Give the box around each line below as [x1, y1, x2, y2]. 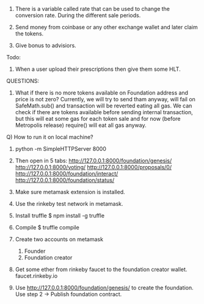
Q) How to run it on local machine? [6, 134, 93, 140]
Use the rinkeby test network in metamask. [15, 200, 123, 207]
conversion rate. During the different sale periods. [15, 12, 141, 19]
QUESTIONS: [6, 78, 40, 84]
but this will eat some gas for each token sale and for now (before [15, 115, 181, 122]
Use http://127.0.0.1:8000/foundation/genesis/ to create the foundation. [15, 284, 194, 291]
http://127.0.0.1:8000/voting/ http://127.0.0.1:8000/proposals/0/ [15, 164, 172, 170]
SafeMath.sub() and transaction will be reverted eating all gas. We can [15, 102, 192, 109]
